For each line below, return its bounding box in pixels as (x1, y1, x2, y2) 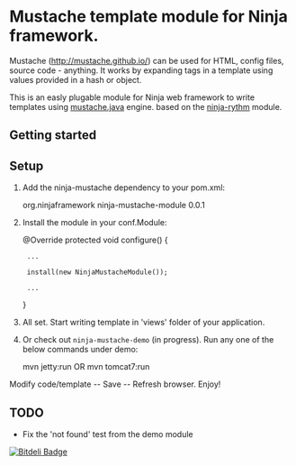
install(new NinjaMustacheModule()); (26, 268, 168, 277)
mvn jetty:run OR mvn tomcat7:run (22, 361, 150, 372)
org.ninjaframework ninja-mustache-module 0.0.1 (22, 200, 205, 211)
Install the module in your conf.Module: (22, 217, 168, 228)
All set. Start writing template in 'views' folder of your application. (22, 317, 265, 328)
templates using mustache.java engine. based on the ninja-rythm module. (9, 101, 283, 112)
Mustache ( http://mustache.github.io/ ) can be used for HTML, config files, (9, 55, 284, 66)
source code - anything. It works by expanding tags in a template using (9, 65, 274, 76)
